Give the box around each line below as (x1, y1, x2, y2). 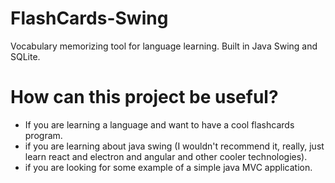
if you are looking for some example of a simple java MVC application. (24, 161, 313, 173)
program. (24, 129, 63, 141)
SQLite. (10, 50, 41, 62)
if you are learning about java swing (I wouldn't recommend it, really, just (24, 140, 325, 152)
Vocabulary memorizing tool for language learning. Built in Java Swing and (10, 40, 318, 52)
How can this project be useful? (10, 86, 279, 109)
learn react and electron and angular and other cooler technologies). (24, 150, 308, 162)
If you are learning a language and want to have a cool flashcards (24, 118, 295, 131)
